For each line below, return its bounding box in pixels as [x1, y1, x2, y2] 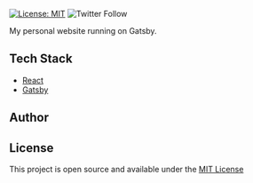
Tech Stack [9, 52, 73, 67]
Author [9, 110, 49, 125]
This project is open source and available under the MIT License [9, 164, 244, 175]
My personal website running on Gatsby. [9, 26, 157, 36]
